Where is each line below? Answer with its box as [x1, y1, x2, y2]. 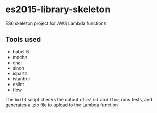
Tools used [5, 35, 41, 44]
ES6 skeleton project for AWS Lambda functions [5, 20, 107, 26]
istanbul [12, 75, 30, 82]
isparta [12, 70, 28, 76]
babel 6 [12, 48, 29, 54]
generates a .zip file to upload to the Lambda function [5, 102, 118, 108]
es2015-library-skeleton [5, 4, 111, 15]
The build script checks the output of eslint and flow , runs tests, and [5, 96, 152, 102]
